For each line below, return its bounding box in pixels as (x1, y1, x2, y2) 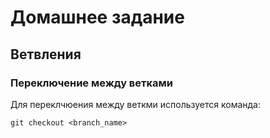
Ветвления (10, 46, 82, 63)
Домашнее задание (10, 6, 185, 29)
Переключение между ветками (10, 76, 174, 90)
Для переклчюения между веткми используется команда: (10, 98, 261, 110)
